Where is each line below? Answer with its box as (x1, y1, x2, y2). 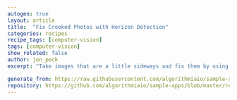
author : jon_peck (7, 56, 59, 63)
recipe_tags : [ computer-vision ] (7, 37, 102, 44)
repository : (7, 82, 42, 89)
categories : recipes (7, 30, 68, 37)
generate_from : (7, 75, 52, 82)
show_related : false (7, 50, 68, 57)
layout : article (7, 17, 55, 24)
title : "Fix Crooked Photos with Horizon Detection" (7, 23, 169, 30)
